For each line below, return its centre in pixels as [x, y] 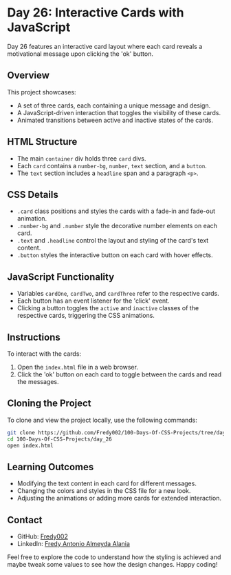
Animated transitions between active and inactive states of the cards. [115, 120]
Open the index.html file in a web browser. [78, 367]
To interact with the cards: [44, 354]
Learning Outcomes [51, 467]
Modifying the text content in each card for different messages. [107, 483]
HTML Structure [42, 142]
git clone [21, 432]
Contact [25, 519]
